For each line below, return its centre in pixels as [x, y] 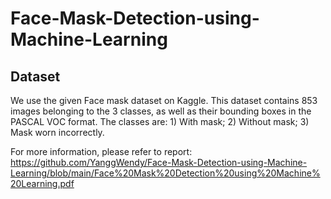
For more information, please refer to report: [101, 151]
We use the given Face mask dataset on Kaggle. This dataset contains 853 [164, 100]
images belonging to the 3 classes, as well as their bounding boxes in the [161, 111]
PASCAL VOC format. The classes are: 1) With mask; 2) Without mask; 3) [160, 121]
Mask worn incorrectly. [57, 132]
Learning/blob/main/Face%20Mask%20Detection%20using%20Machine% [165, 173]
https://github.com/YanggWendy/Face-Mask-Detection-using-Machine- [159, 162]
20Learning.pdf [42, 183]
